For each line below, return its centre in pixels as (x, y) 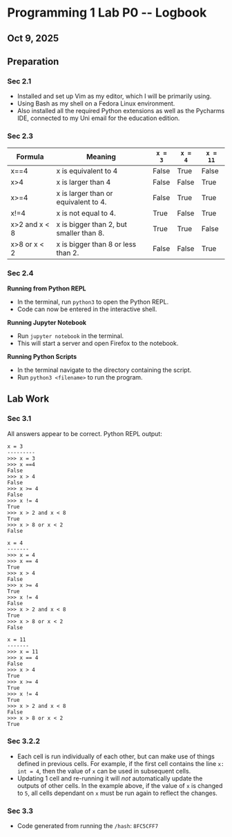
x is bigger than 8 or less (96, 244)
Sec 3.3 (20, 811)
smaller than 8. (80, 233)
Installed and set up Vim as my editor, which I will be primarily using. (114, 96)
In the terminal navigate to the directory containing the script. (104, 370)
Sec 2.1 (19, 81)
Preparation (33, 61)
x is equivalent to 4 (87, 170)
